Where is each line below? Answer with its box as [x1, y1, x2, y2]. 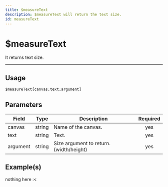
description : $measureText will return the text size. [5, 12, 122, 17]
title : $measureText [5, 7, 48, 12]
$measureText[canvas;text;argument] [5, 87, 81, 92]
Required [138, 115, 160, 122]
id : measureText [5, 16, 39, 21]
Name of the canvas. [53, 123, 102, 130]
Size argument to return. [53, 140, 111, 147]
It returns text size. [5, 54, 44, 60]
